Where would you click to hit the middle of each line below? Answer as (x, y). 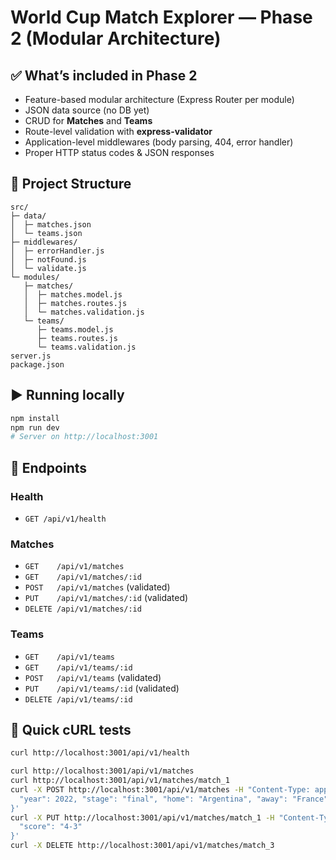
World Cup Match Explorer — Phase (161, 17)
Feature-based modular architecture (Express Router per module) (159, 99)
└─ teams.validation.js (86, 347)
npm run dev (35, 427)
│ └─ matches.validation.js (84, 312)
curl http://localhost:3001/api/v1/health (100, 753)
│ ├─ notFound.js (48, 259)
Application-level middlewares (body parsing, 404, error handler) (159, 142)
